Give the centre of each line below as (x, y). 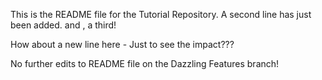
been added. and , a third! (63, 25)
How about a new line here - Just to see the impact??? (122, 44)
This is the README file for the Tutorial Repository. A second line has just (161, 14)
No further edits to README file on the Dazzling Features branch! (145, 63)
